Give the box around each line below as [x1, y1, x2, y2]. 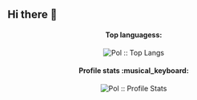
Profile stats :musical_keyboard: [78, 66, 189, 75]
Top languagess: [105, 29, 163, 40]
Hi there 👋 [7, 8, 58, 21]
